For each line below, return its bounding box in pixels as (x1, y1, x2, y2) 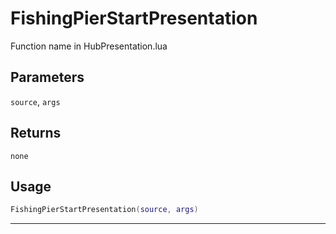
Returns (10, 125, 62, 142)
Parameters (10, 69, 85, 86)
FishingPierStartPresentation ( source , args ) (10, 205, 199, 215)
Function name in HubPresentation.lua (10, 40, 168, 52)
